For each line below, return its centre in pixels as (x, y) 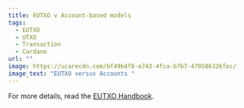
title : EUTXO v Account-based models (70, 15)
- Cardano (31, 52)
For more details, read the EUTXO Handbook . (81, 95)
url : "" (21, 59)
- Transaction (38, 45)
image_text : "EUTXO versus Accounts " (71, 74)
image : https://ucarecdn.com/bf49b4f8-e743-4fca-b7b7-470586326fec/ (122, 67)
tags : (17, 23)
